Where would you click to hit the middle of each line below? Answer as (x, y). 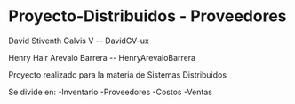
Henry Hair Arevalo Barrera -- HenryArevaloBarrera (102, 57)
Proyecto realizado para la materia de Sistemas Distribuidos (118, 74)
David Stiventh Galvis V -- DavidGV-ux (79, 41)
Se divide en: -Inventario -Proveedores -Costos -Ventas (110, 92)
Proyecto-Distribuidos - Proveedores (147, 16)
